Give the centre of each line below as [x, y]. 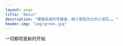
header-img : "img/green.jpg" [36, 24]
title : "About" [21, 14]
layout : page [19, 10]
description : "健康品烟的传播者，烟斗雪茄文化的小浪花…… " [62, 19]
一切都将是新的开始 [25, 38]
